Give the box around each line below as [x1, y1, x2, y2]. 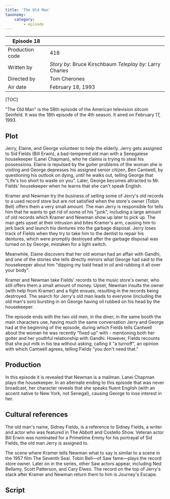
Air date [8, 84, 27, 91]
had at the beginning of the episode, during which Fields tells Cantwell [5, 325, 152, 331]
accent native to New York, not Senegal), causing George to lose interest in [5, 390, 162, 396]
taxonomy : [5, 12, 26, 17]
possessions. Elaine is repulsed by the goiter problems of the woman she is [5, 162, 162, 168]
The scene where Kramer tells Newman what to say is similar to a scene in [5, 449, 160, 456]
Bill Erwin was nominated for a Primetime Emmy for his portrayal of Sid [5, 434, 153, 441]
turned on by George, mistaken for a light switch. [5, 241, 107, 247]
